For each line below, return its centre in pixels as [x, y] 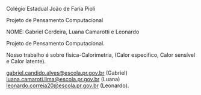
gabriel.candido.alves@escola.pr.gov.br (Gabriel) [67, 73]
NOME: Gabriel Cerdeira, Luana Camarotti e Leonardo [73, 32]
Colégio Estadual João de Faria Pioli [51, 9]
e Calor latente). [26, 61]
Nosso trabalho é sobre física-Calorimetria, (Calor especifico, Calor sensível [101, 55]
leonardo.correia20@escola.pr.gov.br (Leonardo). [68, 85]
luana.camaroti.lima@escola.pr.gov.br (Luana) [63, 79]
